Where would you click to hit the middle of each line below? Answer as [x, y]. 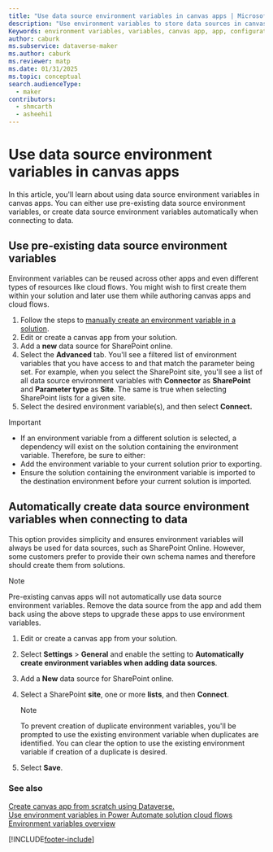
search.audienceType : [45, 84]
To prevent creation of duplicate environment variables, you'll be [128, 726]
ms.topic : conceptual [45, 76]
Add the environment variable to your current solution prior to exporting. [141, 464]
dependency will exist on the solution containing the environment [129, 446]
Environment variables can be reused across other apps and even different [133, 278]
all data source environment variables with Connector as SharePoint [135, 380]
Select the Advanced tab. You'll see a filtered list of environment [128, 354]
